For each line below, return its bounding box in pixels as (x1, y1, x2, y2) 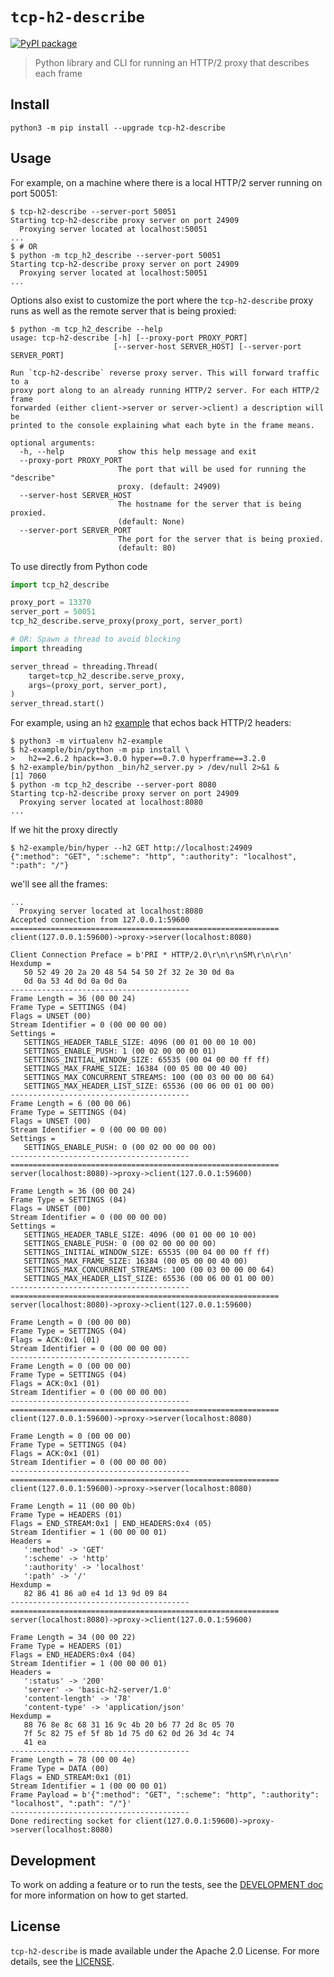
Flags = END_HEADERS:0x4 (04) (10, 1650, 137, 1660)
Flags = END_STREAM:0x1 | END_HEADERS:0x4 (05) (10, 1519, 213, 1529)
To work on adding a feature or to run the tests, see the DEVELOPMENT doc (10, 1879, 324, 1890)
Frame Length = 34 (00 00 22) (10, 1633, 137, 1643)
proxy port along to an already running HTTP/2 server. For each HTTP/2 (10, 385, 320, 395)
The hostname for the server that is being (117, 499, 302, 509)
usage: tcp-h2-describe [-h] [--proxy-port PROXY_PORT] (10, 333, 248, 343)
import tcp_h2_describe (10, 579, 110, 590)
